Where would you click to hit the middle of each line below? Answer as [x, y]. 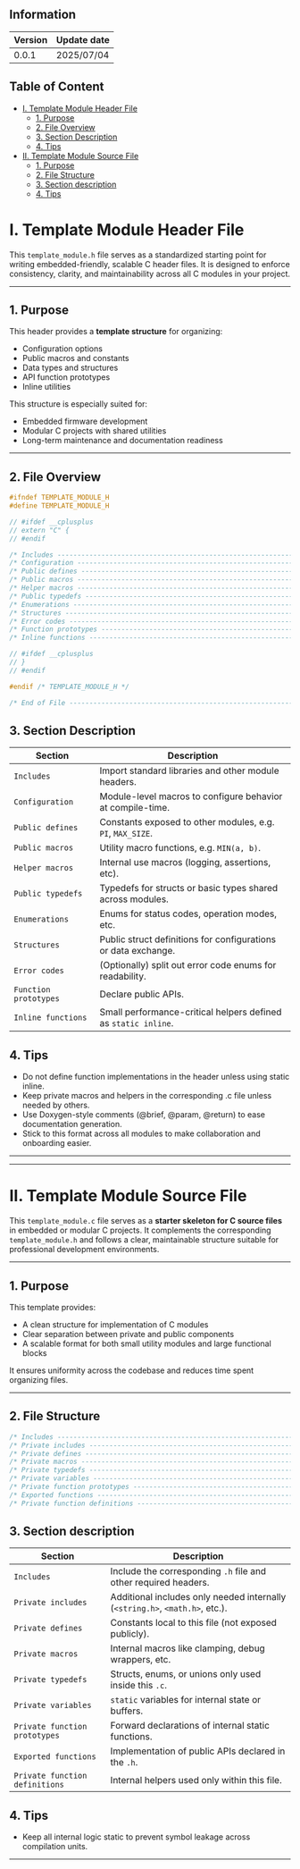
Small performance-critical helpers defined [191, 1012]
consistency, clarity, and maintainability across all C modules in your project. [150, 274]
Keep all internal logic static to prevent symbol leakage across [136, 1837]
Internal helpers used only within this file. [196, 1781]
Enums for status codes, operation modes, [188, 913]
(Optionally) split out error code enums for [188, 965]
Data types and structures [70, 368]
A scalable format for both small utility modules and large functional [147, 1343]
